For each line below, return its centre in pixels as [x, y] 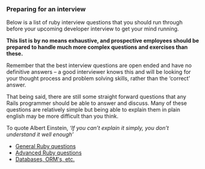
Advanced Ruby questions [48, 153]
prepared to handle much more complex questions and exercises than [97, 47]
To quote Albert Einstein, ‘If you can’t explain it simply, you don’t [88, 128]
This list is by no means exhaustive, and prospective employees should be [103, 41]
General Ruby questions [46, 146]
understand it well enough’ [40, 135]
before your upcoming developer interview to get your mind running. [93, 29]
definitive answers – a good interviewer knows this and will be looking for [99, 72]
